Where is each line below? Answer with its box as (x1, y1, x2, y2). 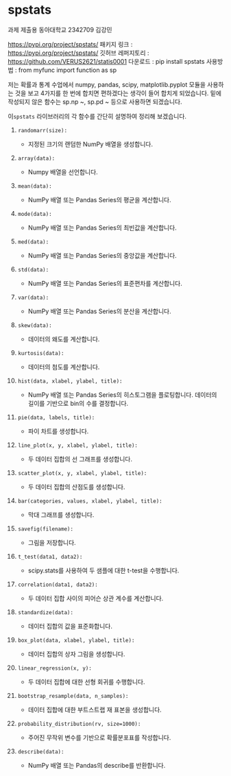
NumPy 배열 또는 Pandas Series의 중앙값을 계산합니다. (27, 251, 177, 259)
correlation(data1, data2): (17, 581, 98, 588)
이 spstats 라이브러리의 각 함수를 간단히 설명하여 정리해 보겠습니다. (8, 112, 187, 120)
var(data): (17, 294, 49, 301)
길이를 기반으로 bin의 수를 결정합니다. (27, 399, 129, 407)
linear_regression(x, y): (17, 664, 92, 672)
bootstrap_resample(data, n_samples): (17, 692, 129, 699)
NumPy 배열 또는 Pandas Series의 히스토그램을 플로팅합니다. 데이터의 (27, 390, 217, 399)
